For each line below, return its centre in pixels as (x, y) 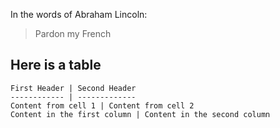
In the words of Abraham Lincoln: (79, 14)
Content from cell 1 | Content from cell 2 (102, 105)
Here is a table (56, 65)
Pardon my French (73, 33)
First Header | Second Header (73, 88)
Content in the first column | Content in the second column (140, 114)
